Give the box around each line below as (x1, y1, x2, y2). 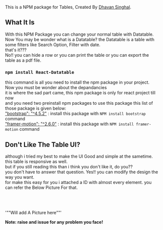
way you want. (5, 174, 35, 180)
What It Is (5, 18, 35, 26)
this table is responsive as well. (5, 159, 68, 164)
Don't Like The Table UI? (5, 140, 81, 149)
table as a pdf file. (5, 57, 41, 63)
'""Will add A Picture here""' (5, 209, 62, 215)
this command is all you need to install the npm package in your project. (5, 79, 150, 85)
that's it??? (5, 46, 27, 53)
